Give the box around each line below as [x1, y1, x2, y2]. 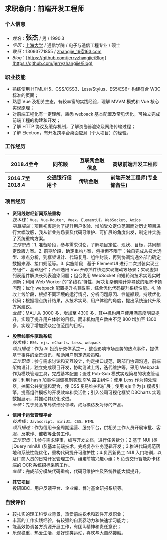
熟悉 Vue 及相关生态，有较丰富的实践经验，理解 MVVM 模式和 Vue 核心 [12, 98, 159, 104]
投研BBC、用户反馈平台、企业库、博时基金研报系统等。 [12, 485, 126, 491]
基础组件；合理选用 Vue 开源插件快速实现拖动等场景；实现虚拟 [29, 266, 158, 272]
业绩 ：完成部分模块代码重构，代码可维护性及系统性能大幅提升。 [12, 468, 143, 474]
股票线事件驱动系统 [12, 333, 52, 339]
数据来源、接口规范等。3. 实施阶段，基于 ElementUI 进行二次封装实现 [12, 260, 155, 266]
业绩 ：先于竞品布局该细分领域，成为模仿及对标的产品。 [12, 402, 126, 407]
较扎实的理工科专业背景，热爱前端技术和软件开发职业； [12, 511, 126, 517]
